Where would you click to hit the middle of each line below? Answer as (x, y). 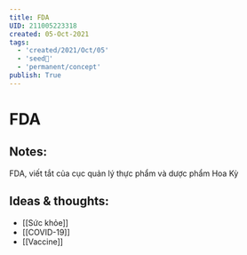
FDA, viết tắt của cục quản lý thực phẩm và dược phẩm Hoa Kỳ (124, 173)
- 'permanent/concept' (59, 68)
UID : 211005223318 (43, 26)
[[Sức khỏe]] (45, 222)
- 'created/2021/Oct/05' (63, 51)
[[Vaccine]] (43, 242)
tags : (19, 42)
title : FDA (29, 17)
